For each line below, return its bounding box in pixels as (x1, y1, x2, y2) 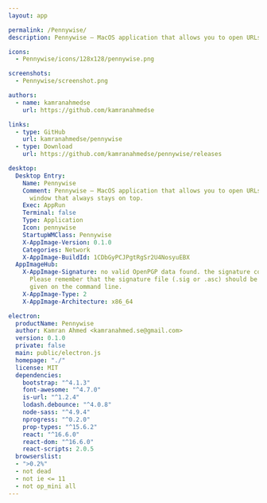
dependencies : (15, 371, 62, 379)
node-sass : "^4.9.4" (22, 408, 91, 416)
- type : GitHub (15, 128, 66, 136)
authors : (8, 92, 37, 99)
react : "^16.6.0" (22, 431, 80, 439)
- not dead (15, 467, 52, 475)
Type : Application (22, 216, 83, 224)
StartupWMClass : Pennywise (22, 231, 112, 239)
